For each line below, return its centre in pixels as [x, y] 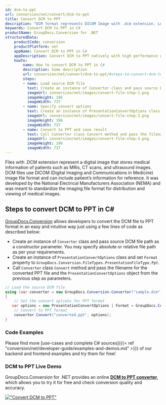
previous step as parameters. [42, 278]
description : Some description [55, 70]
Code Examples [24, 332]
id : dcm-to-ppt [21, 10]
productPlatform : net [36, 47]
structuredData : [22, 38]
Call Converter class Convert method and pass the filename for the [80, 268]
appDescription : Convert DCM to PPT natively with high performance [86, 56]
